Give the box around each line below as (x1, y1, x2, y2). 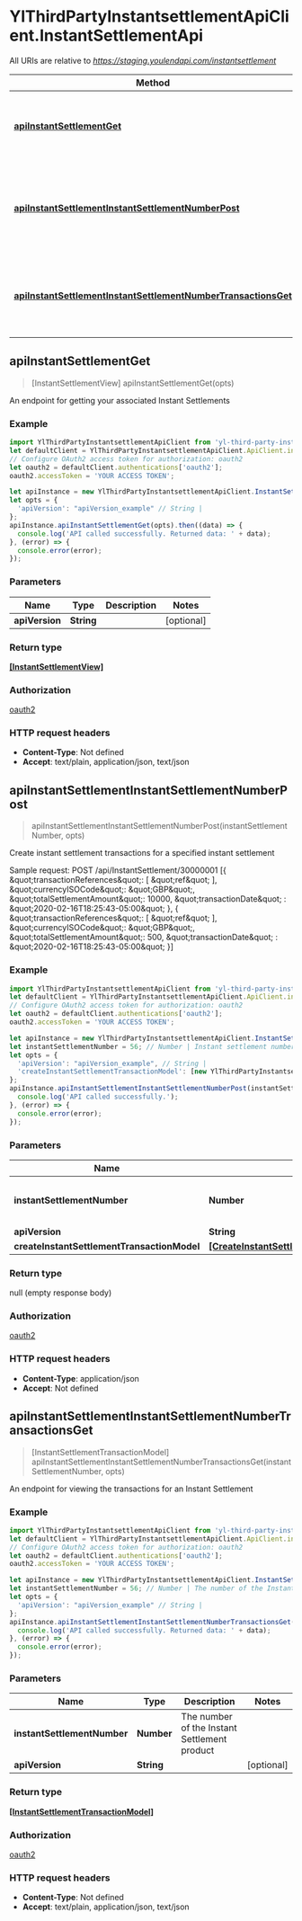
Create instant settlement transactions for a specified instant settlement (9, 848, 275, 858)
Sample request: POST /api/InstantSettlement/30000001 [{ (9, 865, 227, 876)
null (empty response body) (9, 1287, 112, 1298)
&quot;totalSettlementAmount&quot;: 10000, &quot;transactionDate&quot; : (9, 894, 287, 904)
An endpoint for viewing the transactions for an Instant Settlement (9, 1483, 253, 1494)
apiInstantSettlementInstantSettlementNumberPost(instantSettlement (31, 821, 288, 832)
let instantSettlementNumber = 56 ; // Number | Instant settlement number (9, 1042, 296, 1051)
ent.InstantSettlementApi (9, 25, 204, 46)
